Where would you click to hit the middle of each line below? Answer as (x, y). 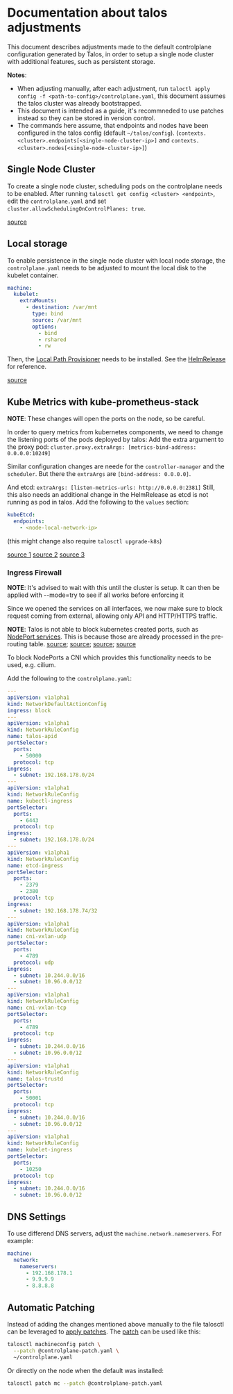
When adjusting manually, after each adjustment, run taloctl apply (114, 88)
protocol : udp (34, 962)
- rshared (52, 339)
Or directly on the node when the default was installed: (86, 1370)
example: (20, 1240)
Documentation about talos (87, 13)
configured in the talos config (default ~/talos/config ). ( (98, 133)
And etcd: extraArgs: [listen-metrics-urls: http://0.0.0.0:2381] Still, (111, 487)
